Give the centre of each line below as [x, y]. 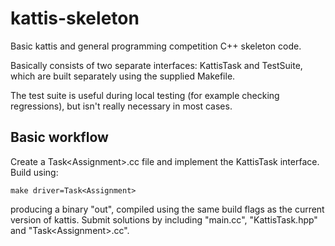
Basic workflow [59, 137]
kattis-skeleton [75, 18]
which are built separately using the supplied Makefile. [123, 76]
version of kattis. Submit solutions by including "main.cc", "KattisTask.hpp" [164, 219]
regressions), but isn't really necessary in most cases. [121, 106]
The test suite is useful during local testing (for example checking [145, 95]
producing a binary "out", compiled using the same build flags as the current [167, 209]
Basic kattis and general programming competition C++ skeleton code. [156, 46]
